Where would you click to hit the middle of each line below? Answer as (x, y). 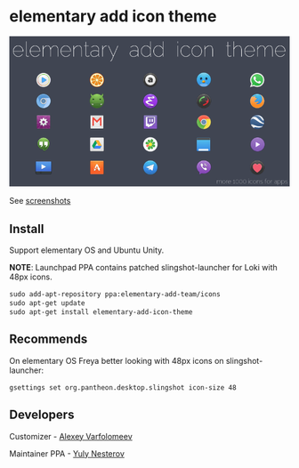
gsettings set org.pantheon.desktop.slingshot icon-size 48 (123, 387)
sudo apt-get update (48, 303)
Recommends (48, 339)
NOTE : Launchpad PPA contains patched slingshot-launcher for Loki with (143, 268)
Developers (42, 415)
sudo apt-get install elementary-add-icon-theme (101, 312)
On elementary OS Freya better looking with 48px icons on (117, 360)
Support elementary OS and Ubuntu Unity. (87, 250)
